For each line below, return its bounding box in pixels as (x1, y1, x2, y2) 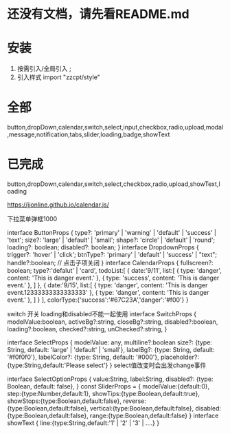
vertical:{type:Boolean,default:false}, (89, 404, 194, 412)
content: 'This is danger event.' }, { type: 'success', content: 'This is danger (7, 273, 220, 282)
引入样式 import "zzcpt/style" (16, 73, 101, 81)
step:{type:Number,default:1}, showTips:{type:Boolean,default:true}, (7, 390, 200, 397)
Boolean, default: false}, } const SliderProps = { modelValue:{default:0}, (7, 382, 210, 390)
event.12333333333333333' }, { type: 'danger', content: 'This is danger (7, 289, 209, 296)
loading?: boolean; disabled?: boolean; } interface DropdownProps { (7, 243, 199, 251)
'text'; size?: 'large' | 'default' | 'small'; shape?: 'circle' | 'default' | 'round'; (7, 236, 216, 244)
